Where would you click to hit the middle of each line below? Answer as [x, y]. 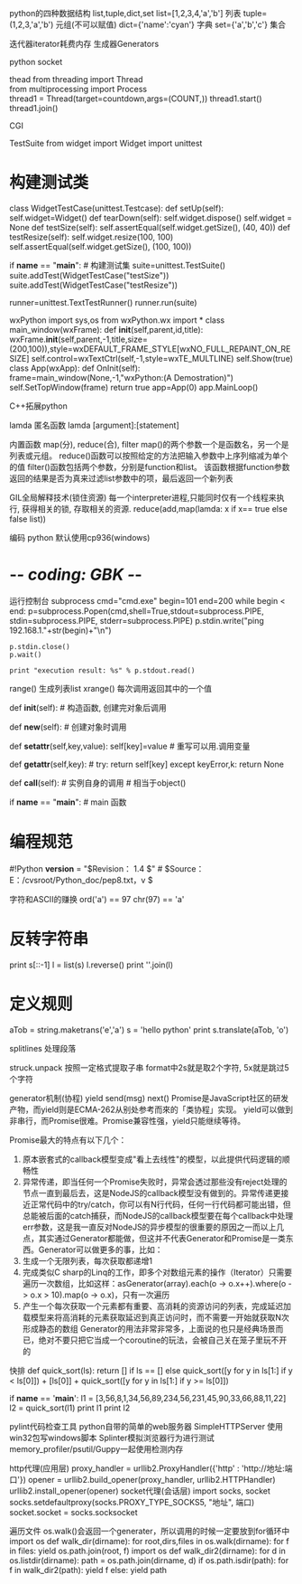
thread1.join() [34, 108]
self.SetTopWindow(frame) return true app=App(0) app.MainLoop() [134, 387]
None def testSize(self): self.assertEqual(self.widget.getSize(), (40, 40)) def [150, 227]
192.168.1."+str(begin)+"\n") [60, 630]
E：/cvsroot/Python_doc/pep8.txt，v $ [81, 880]
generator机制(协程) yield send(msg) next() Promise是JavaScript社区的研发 [149, 1098]
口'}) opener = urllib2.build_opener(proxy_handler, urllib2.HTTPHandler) [143, 1479]
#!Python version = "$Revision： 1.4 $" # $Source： [107, 868]
